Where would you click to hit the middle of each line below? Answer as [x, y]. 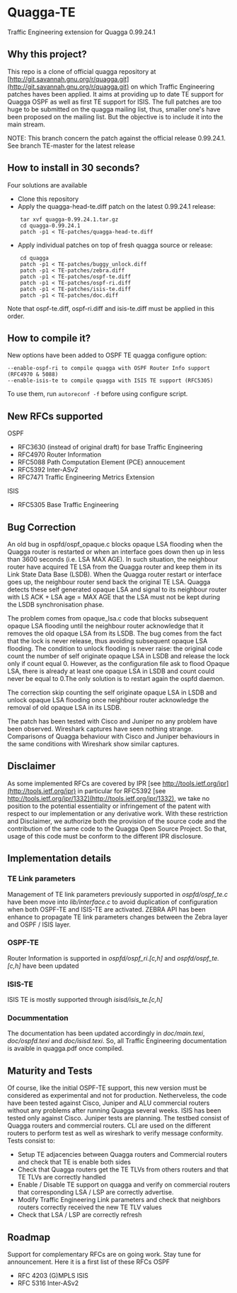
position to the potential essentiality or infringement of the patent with [109, 806]
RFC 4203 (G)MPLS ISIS [53, 1276]
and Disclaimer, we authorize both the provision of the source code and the [117, 821]
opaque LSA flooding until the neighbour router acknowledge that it [105, 626]
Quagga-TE [41, 12]
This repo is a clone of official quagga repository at [82, 71]
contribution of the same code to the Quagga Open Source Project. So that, [117, 829]
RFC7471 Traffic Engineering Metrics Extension [86, 477]
